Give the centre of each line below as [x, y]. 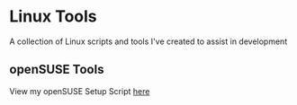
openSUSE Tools [57, 70]
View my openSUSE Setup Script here [80, 91]
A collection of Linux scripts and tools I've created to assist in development [148, 41]
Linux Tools [53, 17]
